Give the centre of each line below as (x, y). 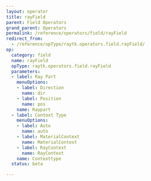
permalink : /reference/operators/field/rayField (66, 33)
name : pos (33, 104)
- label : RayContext (42, 148)
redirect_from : (25, 39)
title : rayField (26, 17)
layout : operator (27, 11)
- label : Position (39, 98)
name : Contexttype (39, 159)
